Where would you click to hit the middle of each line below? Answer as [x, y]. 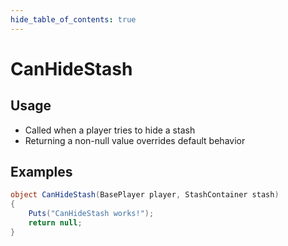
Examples [41, 172]
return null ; [55, 223]
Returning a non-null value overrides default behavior [135, 140]
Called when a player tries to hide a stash [110, 130]
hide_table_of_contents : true [73, 19]
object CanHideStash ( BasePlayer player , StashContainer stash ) [145, 195]
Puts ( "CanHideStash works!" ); [91, 214]
